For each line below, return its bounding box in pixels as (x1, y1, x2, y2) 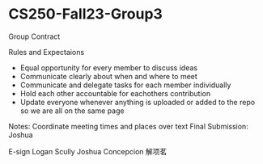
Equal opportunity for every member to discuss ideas (19, 62, 198, 73)
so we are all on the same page (19, 106, 125, 116)
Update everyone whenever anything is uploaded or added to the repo (19, 97, 256, 107)
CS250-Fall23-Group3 (8, 5, 163, 23)
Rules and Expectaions (8, 47, 85, 57)
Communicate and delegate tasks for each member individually (19, 80, 231, 90)
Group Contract (8, 32, 61, 41)
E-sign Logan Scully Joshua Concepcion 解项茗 (8, 146, 168, 156)
